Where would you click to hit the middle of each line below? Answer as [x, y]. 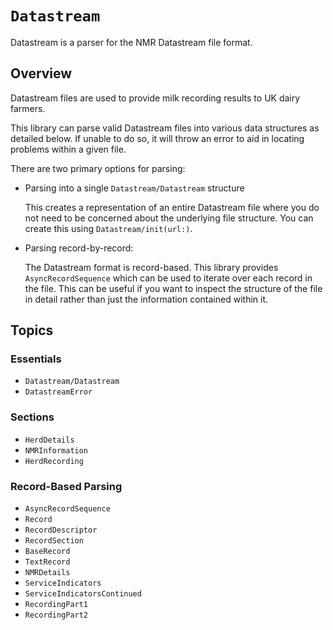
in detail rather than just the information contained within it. [146, 299]
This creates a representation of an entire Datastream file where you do [172, 207]
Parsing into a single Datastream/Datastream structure [134, 188]
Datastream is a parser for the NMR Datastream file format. [131, 42]
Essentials [36, 359]
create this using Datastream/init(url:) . [108, 228]
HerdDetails [49, 440]
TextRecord [47, 562]
